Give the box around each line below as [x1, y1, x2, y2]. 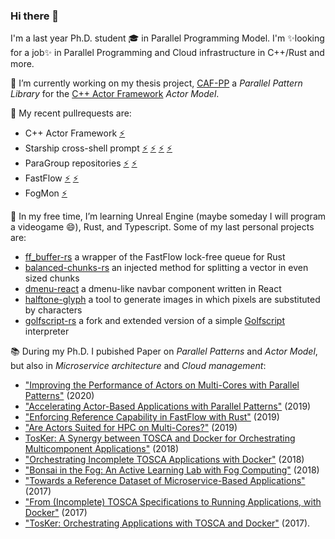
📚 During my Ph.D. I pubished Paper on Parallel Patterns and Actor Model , [10, 345, 318, 358]
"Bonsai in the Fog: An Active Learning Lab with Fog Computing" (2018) [24, 464, 320, 476]
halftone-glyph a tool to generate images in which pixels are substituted [24, 294, 321, 306]
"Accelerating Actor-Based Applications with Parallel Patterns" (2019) [24, 400, 312, 413]
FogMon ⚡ [24, 187, 68, 199]
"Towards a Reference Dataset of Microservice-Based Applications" [24, 475, 306, 487]
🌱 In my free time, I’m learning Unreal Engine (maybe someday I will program [10, 210, 326, 223]
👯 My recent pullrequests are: [10, 107, 132, 119]
